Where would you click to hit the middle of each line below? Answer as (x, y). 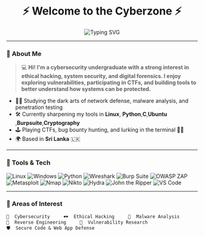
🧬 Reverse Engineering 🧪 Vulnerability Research (77, 222)
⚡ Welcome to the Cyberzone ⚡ (102, 11)
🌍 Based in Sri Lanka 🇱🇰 (48, 139)
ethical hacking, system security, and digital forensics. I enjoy (101, 76)
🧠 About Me (24, 54)
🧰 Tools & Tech (28, 163)
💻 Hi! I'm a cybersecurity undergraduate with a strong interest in (105, 68)
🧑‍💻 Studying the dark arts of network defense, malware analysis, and (102, 101)
